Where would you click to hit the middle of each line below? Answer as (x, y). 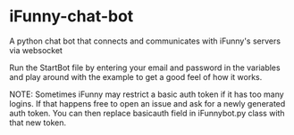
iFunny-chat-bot (71, 16)
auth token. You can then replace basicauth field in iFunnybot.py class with (147, 113)
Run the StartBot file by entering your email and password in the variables (145, 67)
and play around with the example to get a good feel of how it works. (136, 76)
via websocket (36, 50)
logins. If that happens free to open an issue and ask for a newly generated (147, 103)
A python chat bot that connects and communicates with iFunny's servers (145, 41)
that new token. (38, 123)
